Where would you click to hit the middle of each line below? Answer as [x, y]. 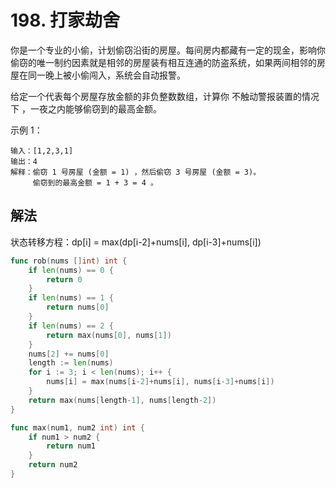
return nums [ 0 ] [78, 307]
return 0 [64, 279]
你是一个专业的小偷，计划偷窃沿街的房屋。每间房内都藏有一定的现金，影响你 [168, 50]
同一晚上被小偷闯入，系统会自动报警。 [106, 75]
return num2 [53, 465]
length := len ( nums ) [71, 363]
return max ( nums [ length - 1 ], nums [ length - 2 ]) [122, 400]
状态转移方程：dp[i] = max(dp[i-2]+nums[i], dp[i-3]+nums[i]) [136, 242]
